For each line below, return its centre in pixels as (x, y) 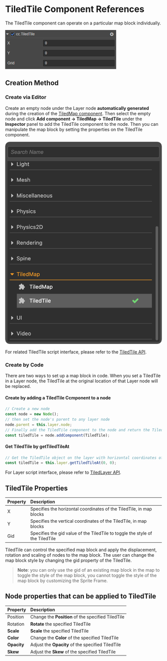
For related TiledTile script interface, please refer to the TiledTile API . (76, 352)
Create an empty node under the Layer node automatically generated (77, 108)
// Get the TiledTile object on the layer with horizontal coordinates (81, 458)
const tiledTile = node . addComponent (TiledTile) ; (58, 435)
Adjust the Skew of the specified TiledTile (73, 652)
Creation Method (32, 83)
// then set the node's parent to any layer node (58, 419)
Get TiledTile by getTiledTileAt (37, 446)
